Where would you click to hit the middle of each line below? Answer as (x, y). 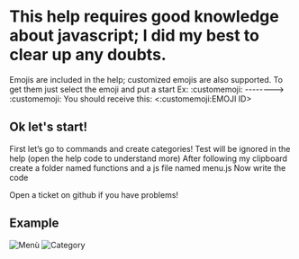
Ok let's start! (49, 127)
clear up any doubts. (88, 55)
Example (34, 223)
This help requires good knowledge (144, 17)
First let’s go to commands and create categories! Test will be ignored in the (150, 148)
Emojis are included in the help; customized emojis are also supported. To (146, 79)
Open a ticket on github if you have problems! (94, 194)
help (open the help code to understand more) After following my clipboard (149, 158)
